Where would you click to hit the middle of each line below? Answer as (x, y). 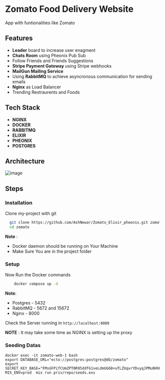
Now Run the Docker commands (38, 275)
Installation (19, 202)
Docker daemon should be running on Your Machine (65, 246)
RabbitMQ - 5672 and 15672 (41, 308)
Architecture (25, 161)
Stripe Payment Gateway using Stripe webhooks (62, 66)
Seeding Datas (23, 345)
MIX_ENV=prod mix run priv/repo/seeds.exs (50, 373)
